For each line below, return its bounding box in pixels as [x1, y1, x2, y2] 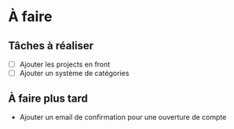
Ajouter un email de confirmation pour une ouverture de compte [19, 112, 227, 121]
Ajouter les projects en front [19, 59, 111, 69]
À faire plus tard [8, 91, 89, 105]
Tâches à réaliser [8, 39, 94, 52]
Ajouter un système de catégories [19, 69, 130, 78]
